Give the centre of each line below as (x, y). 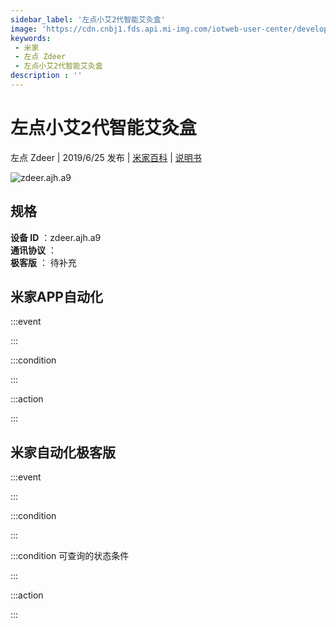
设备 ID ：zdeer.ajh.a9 (56, 237)
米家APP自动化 (56, 297)
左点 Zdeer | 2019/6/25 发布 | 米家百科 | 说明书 (106, 157)
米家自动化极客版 (63, 452)
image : (24, 29)
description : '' (46, 76)
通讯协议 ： (33, 250)
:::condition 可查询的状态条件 (70, 556)
